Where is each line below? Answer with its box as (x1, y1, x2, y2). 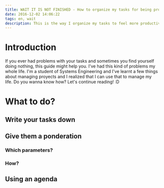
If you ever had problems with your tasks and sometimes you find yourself (5, 58, 155, 64)
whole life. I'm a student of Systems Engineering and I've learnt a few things (5, 69, 158, 74)
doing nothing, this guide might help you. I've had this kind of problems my (5, 63, 155, 69)
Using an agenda (5, 175, 58, 184)
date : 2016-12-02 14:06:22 (5, 12, 60, 17)
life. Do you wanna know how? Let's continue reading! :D (5, 79, 120, 85)
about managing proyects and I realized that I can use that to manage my (5, 74, 152, 80)
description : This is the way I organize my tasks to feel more (5, 21, 139, 26)
